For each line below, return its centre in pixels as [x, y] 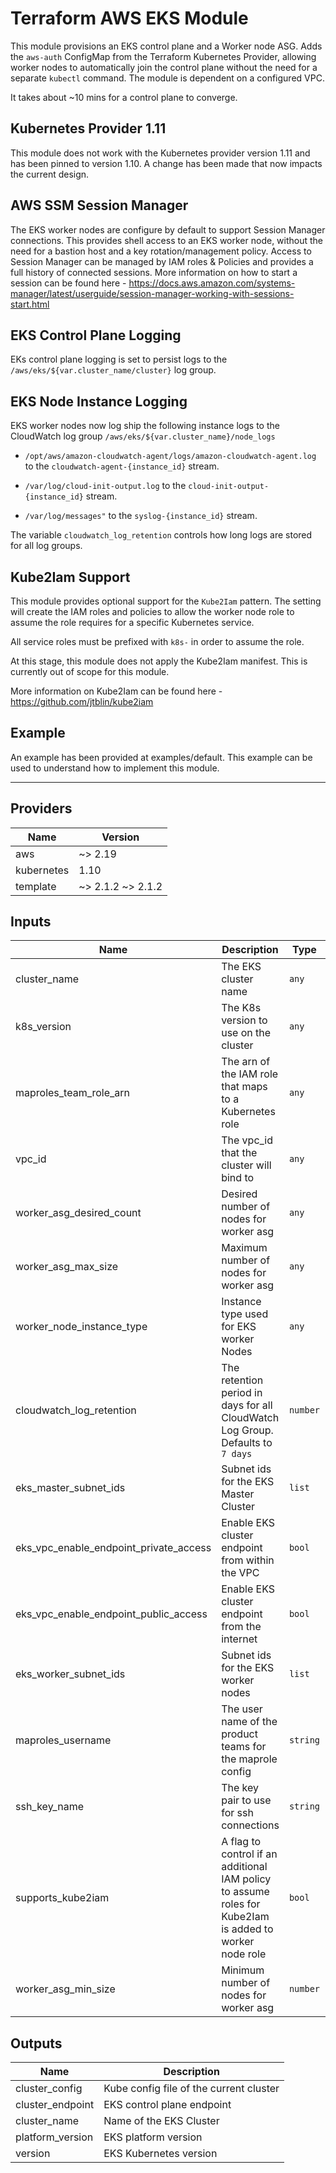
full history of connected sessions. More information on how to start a [154, 272]
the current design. [50, 174]
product [239, 1734]
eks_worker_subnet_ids [70, 1674]
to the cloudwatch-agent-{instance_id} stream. [122, 466]
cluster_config [49, 2089]
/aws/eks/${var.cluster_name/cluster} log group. [113, 370]
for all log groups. [46, 546]
